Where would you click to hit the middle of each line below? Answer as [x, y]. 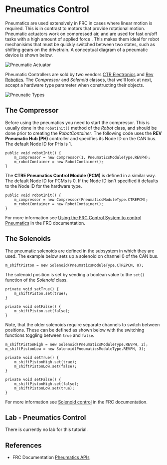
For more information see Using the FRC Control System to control [73, 217]
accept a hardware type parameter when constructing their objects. [75, 85]
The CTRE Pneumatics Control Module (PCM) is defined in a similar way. [81, 175]
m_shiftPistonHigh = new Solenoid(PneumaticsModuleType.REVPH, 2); [77, 344]
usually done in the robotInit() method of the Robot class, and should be [81, 128]
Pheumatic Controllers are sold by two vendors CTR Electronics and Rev [79, 74]
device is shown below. [29, 55]
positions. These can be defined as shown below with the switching [75, 330]
